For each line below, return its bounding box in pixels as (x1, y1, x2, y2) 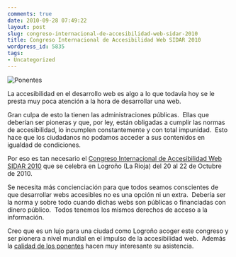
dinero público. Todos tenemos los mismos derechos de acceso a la (7, 205, 208, 214)
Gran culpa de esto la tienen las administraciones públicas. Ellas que (7, 110, 209, 119)
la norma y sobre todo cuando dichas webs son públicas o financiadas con (7, 198, 226, 206)
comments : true (7, 10, 52, 18)
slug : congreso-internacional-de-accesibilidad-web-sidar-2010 (7, 30, 198, 37)
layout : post (7, 23, 46, 30)
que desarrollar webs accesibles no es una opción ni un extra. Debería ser (7, 190, 226, 198)
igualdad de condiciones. (7, 141, 82, 149)
